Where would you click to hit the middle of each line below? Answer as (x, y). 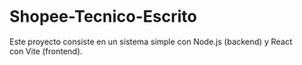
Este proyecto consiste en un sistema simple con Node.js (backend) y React (151, 42)
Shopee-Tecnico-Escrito (103, 17)
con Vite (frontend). (46, 51)
